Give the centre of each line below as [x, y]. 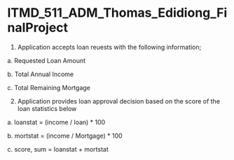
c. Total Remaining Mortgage [49, 87]
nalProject [38, 28]
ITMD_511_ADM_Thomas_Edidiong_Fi [117, 13]
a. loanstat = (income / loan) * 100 [56, 122]
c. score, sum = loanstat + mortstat [58, 149]
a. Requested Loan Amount [47, 60]
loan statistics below [47, 108]
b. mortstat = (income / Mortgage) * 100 [65, 136]
